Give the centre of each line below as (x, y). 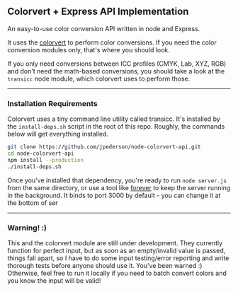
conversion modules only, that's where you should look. (89, 49)
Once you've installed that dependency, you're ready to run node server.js (117, 180)
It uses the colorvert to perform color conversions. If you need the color (112, 42)
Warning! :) (27, 228)
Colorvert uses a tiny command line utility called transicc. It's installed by (114, 119)
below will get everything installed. (58, 134)
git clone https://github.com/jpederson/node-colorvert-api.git (104, 147)
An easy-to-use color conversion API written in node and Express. (104, 28)
